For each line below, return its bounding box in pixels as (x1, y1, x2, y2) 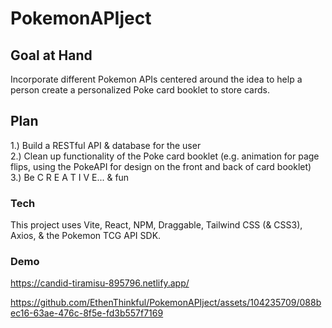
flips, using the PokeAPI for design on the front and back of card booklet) (10, 160, 312, 172)
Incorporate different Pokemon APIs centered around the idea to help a (10, 73, 303, 85)
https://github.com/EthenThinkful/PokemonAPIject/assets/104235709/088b (10, 297, 322, 309)
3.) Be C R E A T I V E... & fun (10, 171, 130, 183)
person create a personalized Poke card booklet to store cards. (10, 84, 270, 96)
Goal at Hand (10, 47, 93, 64)
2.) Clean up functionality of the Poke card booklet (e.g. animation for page (10, 150, 320, 162)
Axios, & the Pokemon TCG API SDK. (10, 230, 162, 242)
